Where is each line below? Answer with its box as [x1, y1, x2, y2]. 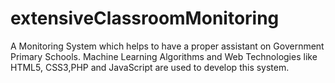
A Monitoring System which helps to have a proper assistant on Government [10, 40, 325, 52]
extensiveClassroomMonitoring [10, 7, 280, 30]
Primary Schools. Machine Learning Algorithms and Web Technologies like [10, 50, 318, 62]
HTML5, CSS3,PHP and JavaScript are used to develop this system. [10, 61, 290, 73]
